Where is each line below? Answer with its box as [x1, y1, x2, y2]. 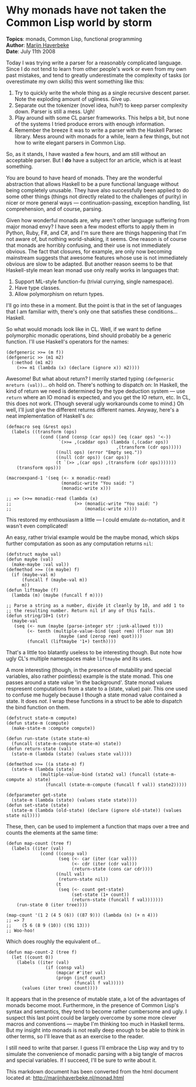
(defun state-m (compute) [6, 720, 69, 726]
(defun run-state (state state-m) [6, 735, 91, 742]
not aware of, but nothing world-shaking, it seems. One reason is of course [6, 235, 187, 242]
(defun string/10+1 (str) [6, 613, 69, 619]
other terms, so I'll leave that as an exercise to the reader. [6, 1032, 145, 1040]
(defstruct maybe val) [6, 551, 61, 557]
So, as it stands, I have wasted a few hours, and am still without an [6, 150, 166, 157]
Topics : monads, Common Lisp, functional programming [6, 35, 142, 42]
